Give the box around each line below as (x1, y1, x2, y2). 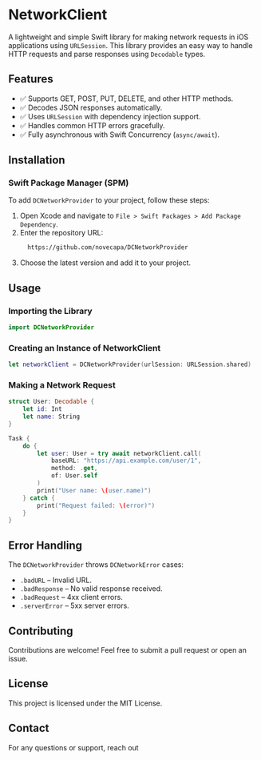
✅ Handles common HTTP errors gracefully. (19, 120, 165, 130)
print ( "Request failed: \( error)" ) (37, 501, 156, 509)
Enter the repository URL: (19, 228, 104, 238)
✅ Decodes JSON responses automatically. (19, 103, 163, 112)
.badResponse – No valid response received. (19, 584, 163, 593)
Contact (8, 722, 49, 735)
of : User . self (50, 472, 98, 480)
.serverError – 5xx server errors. (19, 601, 129, 610)
